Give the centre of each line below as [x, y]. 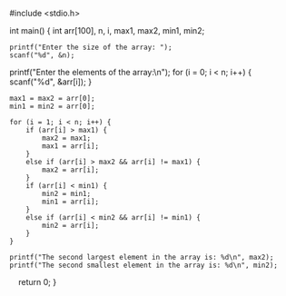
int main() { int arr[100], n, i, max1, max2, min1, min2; [107, 30]
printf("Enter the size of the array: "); [91, 47]
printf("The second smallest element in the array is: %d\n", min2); [144, 265]
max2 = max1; [67, 138]
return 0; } [37, 282]
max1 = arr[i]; [71, 146]
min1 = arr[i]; [71, 202]
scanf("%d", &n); [42, 55]
